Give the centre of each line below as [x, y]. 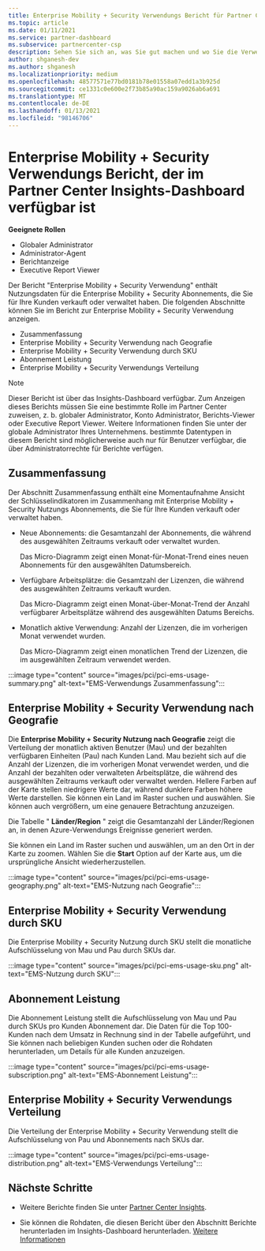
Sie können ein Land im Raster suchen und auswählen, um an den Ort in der [131, 845]
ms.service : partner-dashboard [60, 37]
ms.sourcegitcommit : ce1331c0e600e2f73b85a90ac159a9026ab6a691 [114, 89]
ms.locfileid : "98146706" [50, 118]
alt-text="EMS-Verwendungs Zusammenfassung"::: [142, 683]
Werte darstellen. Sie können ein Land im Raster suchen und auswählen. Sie [132, 798]
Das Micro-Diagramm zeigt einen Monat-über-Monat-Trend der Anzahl [134, 604]
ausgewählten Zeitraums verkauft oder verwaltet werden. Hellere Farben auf [132, 781]
